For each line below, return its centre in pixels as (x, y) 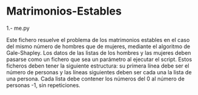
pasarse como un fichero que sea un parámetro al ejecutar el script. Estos (99, 59)
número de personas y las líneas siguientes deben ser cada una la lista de (99, 72)
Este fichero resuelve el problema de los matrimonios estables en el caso (98, 40)
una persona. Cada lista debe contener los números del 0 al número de (95, 79)
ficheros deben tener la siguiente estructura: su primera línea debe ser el (98, 66)
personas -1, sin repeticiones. (43, 85)
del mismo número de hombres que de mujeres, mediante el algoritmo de (98, 46)
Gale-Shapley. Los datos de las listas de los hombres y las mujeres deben (99, 52)
